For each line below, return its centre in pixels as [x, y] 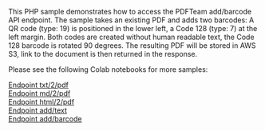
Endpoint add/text [38, 110]
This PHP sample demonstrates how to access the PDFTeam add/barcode [130, 12]
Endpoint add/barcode [45, 119]
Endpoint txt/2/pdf [39, 85]
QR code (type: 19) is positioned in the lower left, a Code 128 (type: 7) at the [133, 28]
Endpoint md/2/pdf [40, 93]
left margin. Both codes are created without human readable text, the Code [131, 37]
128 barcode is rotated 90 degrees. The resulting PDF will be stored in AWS [132, 46]
